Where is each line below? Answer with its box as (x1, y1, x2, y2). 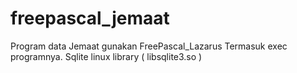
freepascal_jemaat (10, 7, 170, 30)
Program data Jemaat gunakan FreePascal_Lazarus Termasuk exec (10, 40, 288, 52)
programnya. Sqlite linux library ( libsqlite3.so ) (10, 50, 203, 62)
